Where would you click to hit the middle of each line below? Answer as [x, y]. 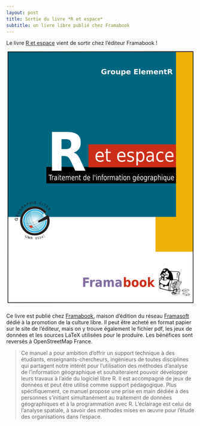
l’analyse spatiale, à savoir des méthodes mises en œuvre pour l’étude [107, 410]
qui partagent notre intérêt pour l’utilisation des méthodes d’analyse [104, 366]
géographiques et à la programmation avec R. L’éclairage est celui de [106, 404]
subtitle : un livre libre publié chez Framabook [68, 25]
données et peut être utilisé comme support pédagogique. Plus [99, 385]
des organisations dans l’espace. [61, 417]
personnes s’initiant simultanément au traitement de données [96, 398]
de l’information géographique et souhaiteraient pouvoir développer [104, 372]
